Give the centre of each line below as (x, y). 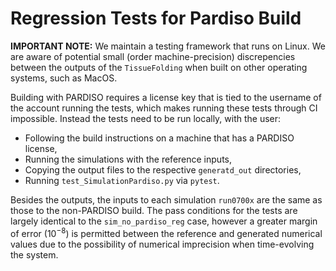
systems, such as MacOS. (64, 78)
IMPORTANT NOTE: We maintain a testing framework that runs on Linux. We (168, 46)
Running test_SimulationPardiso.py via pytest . (122, 180)
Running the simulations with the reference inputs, (128, 159)
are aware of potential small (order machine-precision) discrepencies (153, 56)
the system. (34, 254)
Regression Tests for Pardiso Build (156, 18)
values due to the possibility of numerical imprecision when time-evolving (162, 244)
